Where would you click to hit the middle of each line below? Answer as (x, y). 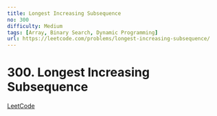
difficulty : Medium (35, 26)
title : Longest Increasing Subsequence (64, 13)
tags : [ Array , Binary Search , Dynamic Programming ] (82, 32)
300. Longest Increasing (78, 73)
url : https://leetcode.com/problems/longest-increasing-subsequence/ (109, 39)
